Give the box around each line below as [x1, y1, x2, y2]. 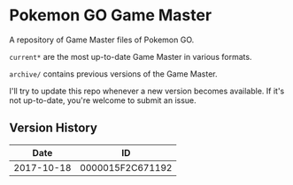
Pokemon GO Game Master [9, 5, 212, 26]
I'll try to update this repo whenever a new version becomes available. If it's [9, 85, 285, 96]
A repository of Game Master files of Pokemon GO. [9, 34, 195, 45]
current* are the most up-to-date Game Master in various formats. [9, 51, 252, 62]
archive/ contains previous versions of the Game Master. [9, 68, 219, 79]
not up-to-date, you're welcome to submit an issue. [9, 94, 197, 106]
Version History [9, 121, 97, 136]
